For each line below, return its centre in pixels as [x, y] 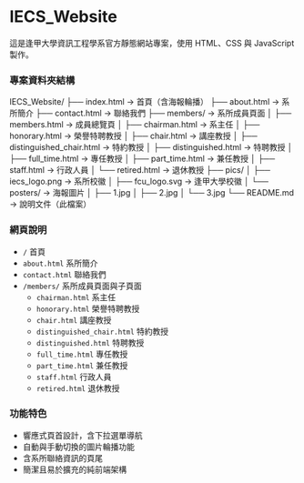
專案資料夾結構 [42, 80]
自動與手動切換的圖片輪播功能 [78, 447]
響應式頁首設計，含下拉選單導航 [82, 435]
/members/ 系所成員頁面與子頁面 [82, 286]
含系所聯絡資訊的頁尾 [62, 458]
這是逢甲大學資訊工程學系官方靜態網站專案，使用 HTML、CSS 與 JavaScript [152, 43]
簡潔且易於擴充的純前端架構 [75, 469]
